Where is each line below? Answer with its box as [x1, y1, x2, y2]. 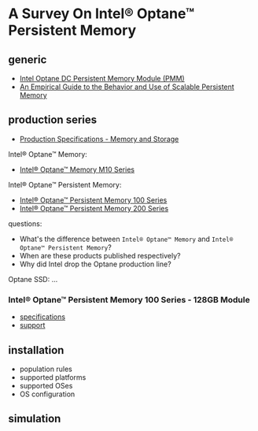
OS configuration [19, 389, 76, 399]
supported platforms [19, 372, 87, 382]
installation [8, 344, 64, 357]
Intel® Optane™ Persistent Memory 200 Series [19, 203, 169, 213]
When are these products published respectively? [19, 251, 181, 260]
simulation [8, 412, 61, 425]
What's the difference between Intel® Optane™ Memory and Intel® [19, 234, 234, 243]
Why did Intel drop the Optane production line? [19, 259, 171, 269]
